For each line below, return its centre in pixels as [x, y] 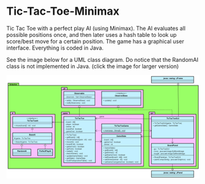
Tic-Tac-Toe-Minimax [63, 11]
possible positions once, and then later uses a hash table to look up [91, 34]
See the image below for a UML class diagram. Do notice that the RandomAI [102, 59]
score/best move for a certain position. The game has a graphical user [95, 41]
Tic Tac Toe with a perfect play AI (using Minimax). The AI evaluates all [96, 28]
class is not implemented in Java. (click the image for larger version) [93, 66]
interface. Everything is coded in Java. [55, 48]
